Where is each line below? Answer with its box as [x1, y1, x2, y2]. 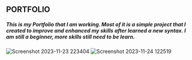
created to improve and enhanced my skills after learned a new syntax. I [6, 27, 186, 34]
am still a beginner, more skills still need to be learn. [6, 33, 135, 40]
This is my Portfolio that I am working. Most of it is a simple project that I [6, 20, 186, 28]
